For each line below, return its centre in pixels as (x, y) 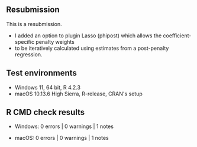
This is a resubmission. (34, 24)
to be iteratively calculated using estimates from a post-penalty (92, 48)
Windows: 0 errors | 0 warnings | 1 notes (64, 126)
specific (24, 41)
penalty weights (55, 41)
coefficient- (177, 36)
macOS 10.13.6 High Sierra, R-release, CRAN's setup (79, 94)
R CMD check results (46, 112)
